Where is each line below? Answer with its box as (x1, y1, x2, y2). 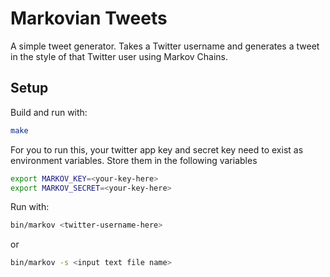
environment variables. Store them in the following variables (10, 154, 258, 166)
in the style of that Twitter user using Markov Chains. (10, 50, 229, 62)
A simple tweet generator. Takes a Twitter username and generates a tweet (10, 40, 320, 52)
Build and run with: (10, 106, 88, 118)
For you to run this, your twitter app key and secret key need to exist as (10, 143, 304, 156)
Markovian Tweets (10, 7, 168, 30)
